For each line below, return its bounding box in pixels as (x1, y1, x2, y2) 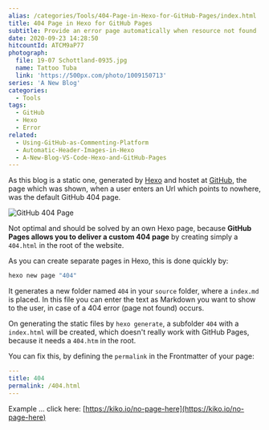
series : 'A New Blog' (8, 79, 81, 87)
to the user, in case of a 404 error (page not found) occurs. (8, 303, 205, 313)
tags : (8, 101, 26, 109)
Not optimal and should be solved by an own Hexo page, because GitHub (8, 224, 252, 233)
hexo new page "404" (8, 272, 78, 280)
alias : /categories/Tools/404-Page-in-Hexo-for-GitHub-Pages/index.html (8, 11, 257, 20)
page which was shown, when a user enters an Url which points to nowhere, (8, 184, 261, 193)
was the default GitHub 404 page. (8, 193, 121, 202)
